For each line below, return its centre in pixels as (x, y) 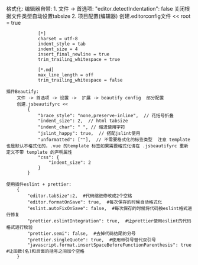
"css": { (48, 157)
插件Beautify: (23, 92)
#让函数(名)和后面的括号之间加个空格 (45, 251)
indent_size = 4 (58, 49)
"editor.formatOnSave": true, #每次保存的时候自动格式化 (95, 202)
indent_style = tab (61, 44)
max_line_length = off (66, 75)
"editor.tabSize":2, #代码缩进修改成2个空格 (80, 196)
